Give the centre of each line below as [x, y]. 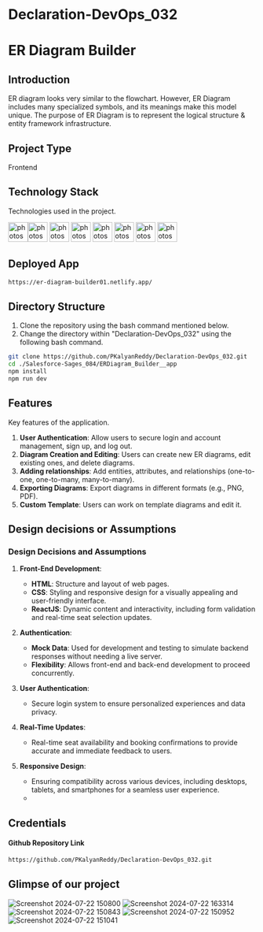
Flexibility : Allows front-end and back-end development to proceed [141, 665]
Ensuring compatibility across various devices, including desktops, [139, 782]
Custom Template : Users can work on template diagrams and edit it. [130, 504]
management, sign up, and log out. [76, 446]
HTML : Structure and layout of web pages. [100, 584]
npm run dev [27, 379]
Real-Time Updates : [53, 727]
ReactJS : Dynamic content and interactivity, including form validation [143, 609]
